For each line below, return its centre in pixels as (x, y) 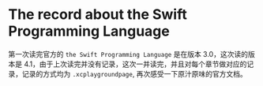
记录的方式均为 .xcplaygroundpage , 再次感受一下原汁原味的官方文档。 (134, 73)
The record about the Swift (98, 15)
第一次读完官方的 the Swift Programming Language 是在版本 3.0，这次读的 (128, 54)
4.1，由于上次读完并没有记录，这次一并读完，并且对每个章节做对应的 (135, 64)
